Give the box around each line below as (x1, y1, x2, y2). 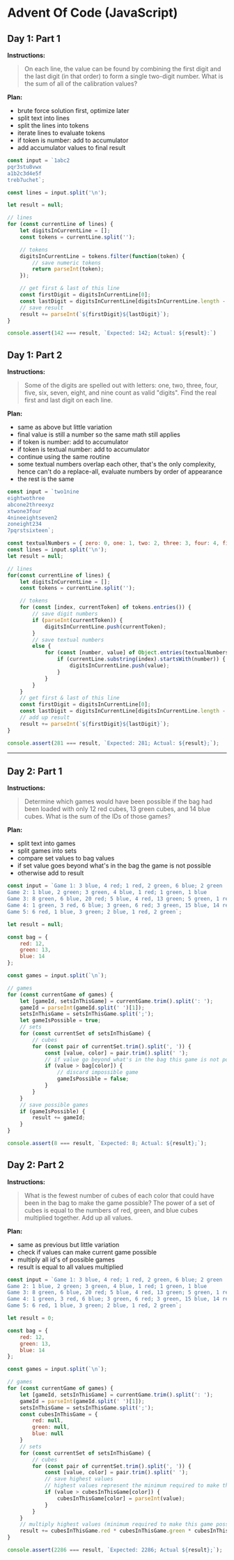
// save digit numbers (32, 610, 98, 618)
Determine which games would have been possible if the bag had (24, 797, 212, 806)
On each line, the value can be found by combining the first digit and (24, 65, 221, 73)
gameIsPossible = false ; (56, 1075, 130, 1082)
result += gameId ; (32, 1114, 86, 1121)
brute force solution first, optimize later (17, 107, 130, 114)
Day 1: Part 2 (7, 349, 63, 361)
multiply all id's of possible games (17, 1255, 115, 1264)
